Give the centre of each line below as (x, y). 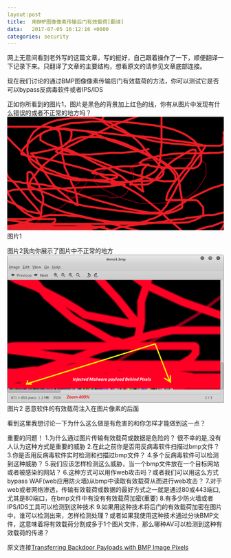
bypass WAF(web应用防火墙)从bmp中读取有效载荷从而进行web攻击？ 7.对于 (115, 481)
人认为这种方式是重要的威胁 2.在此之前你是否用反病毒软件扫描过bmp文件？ (113, 446)
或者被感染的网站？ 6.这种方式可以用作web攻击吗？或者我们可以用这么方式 (113, 472)
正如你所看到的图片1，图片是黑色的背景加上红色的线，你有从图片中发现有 (111, 104)
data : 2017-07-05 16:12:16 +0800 (58, 29)
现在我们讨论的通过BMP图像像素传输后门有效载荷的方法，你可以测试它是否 (113, 81)
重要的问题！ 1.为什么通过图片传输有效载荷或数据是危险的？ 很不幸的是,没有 (114, 437)
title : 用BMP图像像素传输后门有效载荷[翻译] (66, 22)
